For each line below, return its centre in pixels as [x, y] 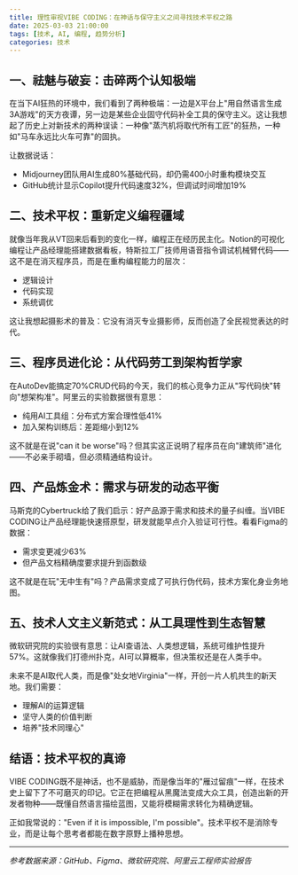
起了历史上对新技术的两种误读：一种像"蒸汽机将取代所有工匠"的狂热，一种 [145, 126]
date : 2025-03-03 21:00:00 [59, 26]
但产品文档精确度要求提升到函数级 [84, 562]
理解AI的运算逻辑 [53, 706]
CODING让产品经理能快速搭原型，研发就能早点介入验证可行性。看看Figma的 [149, 521]
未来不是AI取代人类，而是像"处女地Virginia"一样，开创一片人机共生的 [135, 676]
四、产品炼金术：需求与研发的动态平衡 [114, 487]
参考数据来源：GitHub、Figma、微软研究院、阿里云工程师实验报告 [130, 861]
